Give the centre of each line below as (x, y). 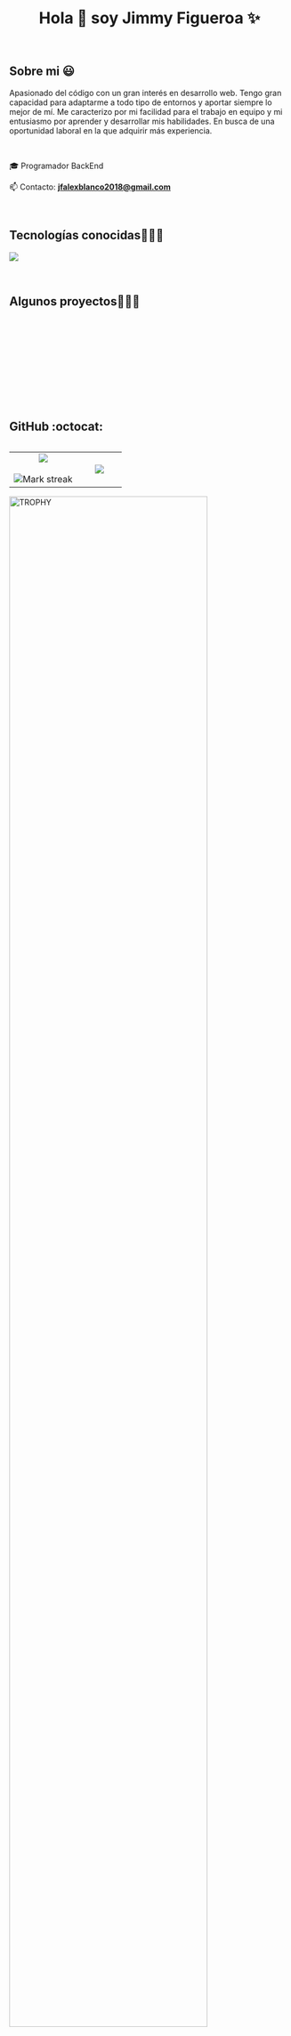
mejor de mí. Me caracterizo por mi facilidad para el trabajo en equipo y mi (146, 111)
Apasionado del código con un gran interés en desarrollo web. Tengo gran (145, 93)
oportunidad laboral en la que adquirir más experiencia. (111, 130)
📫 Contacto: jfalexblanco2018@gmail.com (90, 187)
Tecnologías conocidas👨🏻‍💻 (87, 235)
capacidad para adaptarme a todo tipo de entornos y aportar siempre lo (141, 102)
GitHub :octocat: (57, 426)
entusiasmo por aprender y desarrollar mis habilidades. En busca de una (142, 121)
